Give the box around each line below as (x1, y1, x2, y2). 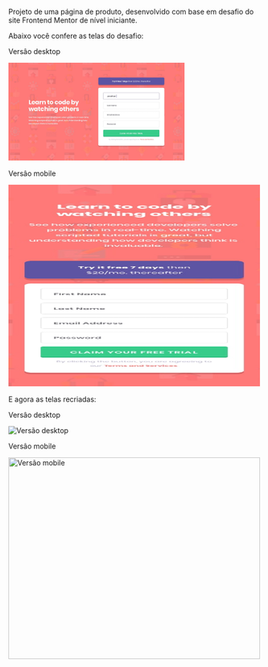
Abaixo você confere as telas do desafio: (8, 31, 144, 40)
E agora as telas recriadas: (8, 394, 97, 404)
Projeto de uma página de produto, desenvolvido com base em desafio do (8, 7, 254, 16)
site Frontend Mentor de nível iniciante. (8, 15, 138, 25)
